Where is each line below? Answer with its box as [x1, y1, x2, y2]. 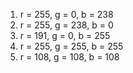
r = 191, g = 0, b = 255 [19, 30, 111, 41]
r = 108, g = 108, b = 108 [19, 51, 120, 63]
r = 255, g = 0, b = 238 [19, 9, 114, 20]
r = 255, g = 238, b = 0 [19, 19, 114, 31]
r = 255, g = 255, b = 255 [19, 40, 124, 52]
